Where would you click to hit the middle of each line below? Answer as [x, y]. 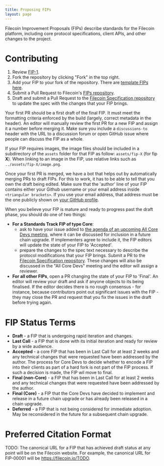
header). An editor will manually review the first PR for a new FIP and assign [82, 123]
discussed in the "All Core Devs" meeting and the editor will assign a [88, 266]
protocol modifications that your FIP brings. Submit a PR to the [82, 256]
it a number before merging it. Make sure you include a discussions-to [76, 129]
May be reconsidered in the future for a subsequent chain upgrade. [80, 414]
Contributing [32, 58]
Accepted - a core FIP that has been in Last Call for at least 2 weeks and [85, 351]
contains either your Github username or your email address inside [72, 189]
